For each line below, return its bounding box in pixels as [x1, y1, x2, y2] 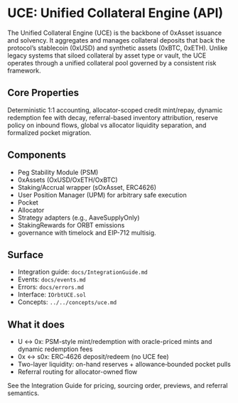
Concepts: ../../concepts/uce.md [17, 298, 117, 306]
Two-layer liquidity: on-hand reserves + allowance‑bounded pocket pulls [17, 360, 231, 369]
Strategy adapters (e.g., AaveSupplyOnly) [17, 213, 140, 222]
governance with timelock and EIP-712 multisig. [17, 228, 156, 237]
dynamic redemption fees [17, 345, 93, 353]
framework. [7, 66, 41, 75]
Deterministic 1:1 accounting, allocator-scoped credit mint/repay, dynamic [7, 105, 223, 114]
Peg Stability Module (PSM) [17, 168, 99, 176]
